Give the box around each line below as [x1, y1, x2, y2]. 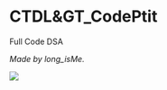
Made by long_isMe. [9, 53, 85, 64]
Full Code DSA [9, 36, 63, 47]
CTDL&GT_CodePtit [9, 6, 158, 27]
